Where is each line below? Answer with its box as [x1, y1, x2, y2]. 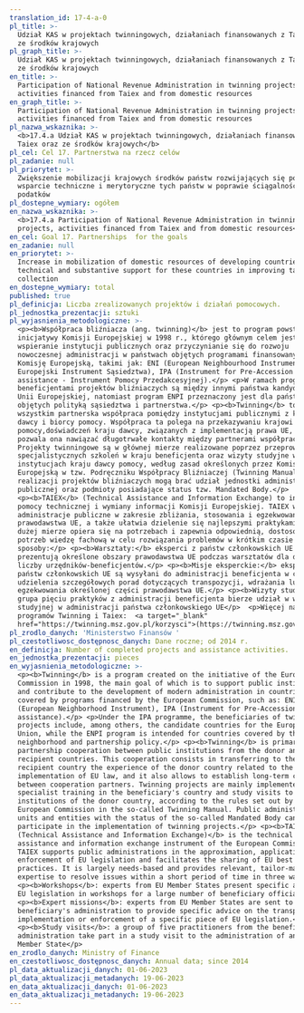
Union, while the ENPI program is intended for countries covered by [17, 729, 285, 738]
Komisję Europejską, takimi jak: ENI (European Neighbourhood [17, 359, 257, 368]
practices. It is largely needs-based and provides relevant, [17, 864, 257, 873]
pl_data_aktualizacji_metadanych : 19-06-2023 [9, 973, 184, 983]
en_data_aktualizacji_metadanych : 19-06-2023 [9, 990, 184, 999]
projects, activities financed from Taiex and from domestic [17, 224, 253, 233]
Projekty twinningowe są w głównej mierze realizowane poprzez [17, 443, 261, 452]
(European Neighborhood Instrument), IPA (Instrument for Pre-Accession [17, 704, 298, 713]
